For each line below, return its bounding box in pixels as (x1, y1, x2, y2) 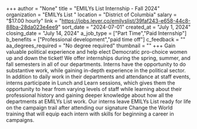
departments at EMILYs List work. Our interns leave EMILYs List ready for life (6, 98, 191, 104)
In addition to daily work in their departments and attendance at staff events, (6, 73, 191, 80)
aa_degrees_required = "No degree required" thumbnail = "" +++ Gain (6, 42, 176, 49)
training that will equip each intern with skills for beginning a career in (6, 110, 174, 117)
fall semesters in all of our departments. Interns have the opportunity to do (6, 61, 186, 68)
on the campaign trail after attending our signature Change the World (6, 104, 173, 111)
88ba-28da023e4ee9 (6, 23, 59, 30)
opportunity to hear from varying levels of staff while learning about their (6, 86, 182, 92)
